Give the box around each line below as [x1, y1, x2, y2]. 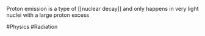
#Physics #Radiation [6, 23, 58, 30]
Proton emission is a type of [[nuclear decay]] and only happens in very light [6, 5, 199, 12]
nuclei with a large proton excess [6, 11, 90, 19]
